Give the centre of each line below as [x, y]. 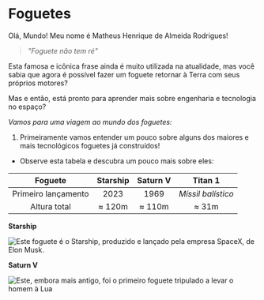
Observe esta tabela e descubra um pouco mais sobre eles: [117, 161]
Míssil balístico [207, 193]
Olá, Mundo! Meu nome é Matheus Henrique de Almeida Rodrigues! [118, 36]
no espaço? [27, 107]
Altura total [51, 206]
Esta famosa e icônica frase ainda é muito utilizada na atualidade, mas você [132, 66]
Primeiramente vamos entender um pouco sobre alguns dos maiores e [134, 137]
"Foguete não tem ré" [63, 51]
